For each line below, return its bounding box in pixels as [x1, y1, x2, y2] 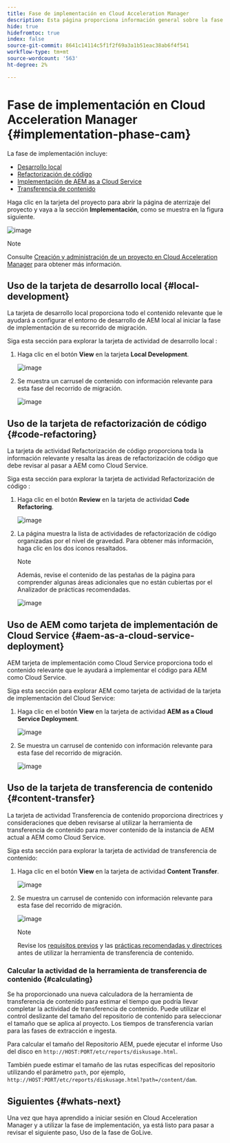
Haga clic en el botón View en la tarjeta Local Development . [17, 350, 189, 358]
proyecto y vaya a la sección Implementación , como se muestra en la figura [7, 205, 224, 214]
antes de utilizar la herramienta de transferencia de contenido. [17, 949, 194, 957]
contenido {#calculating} [7, 974, 93, 984]
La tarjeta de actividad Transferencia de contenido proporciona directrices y [7, 811, 224, 819]
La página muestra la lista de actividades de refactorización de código [17, 529, 217, 538]
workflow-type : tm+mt [7, 49, 70, 56]
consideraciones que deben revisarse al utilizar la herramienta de [7, 818, 193, 827]
